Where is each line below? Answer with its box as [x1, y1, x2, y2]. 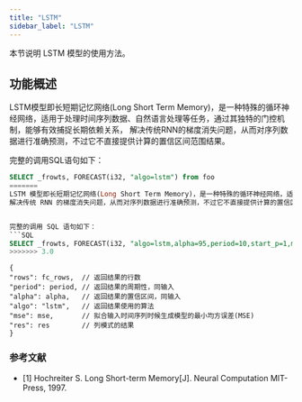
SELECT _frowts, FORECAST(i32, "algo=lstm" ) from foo [9, 173, 216, 182]
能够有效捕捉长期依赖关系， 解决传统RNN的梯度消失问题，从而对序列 [24, 124, 281, 135]
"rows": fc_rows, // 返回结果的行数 [9, 273, 141, 282]
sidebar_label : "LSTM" [9, 22, 94, 31]
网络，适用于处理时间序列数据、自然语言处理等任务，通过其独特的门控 [16, 114, 277, 124]
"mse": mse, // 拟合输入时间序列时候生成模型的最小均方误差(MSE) [9, 312, 254, 321]
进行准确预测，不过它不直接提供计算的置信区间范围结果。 [16, 136, 230, 147]
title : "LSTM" [9, 13, 63, 23]
